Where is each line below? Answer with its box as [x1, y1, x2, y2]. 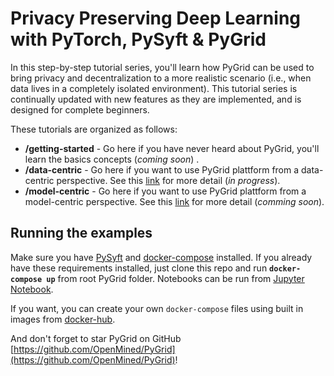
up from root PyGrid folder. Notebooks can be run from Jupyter [46, 272, 305, 284]
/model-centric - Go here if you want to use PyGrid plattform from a [24, 185, 307, 197]
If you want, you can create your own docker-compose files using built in [10, 302, 304, 314]
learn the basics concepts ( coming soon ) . [24, 153, 200, 165]
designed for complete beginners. [10, 103, 150, 116]
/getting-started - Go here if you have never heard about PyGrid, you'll [24, 142, 320, 154]
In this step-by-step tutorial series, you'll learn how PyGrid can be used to [10, 61, 315, 73]
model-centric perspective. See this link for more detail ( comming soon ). [24, 195, 325, 207]
